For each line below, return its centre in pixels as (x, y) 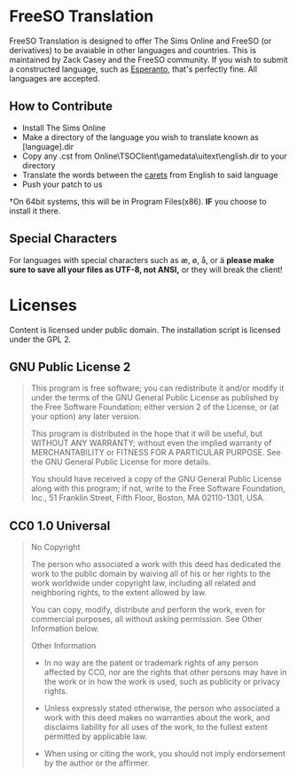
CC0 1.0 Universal (60, 526)
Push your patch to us (62, 184)
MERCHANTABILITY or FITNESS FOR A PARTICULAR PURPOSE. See (156, 453)
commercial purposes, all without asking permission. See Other (147, 619)
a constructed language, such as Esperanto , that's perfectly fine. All (133, 69)
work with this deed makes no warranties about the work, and (157, 718)
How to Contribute (61, 107)
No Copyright (55, 548)
